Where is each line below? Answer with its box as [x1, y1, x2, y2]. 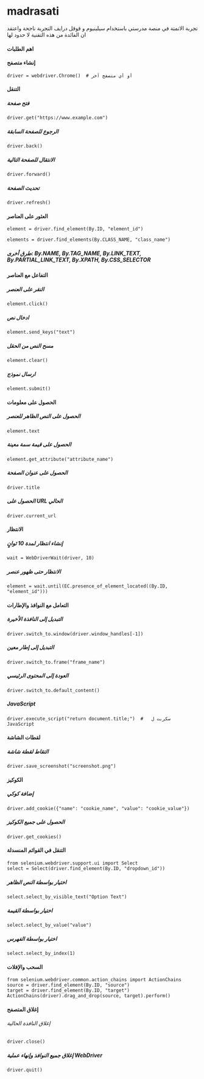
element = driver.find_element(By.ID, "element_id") [7, 226, 144, 232]
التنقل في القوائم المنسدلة [7, 847, 66, 854]
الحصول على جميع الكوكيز [7, 818, 65, 826]
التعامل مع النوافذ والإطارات [7, 601, 69, 609]
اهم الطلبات [7, 45, 34, 53]
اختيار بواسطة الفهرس [7, 935, 57, 942]
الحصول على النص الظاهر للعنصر [7, 413, 81, 420]
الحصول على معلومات [7, 399, 57, 406]
